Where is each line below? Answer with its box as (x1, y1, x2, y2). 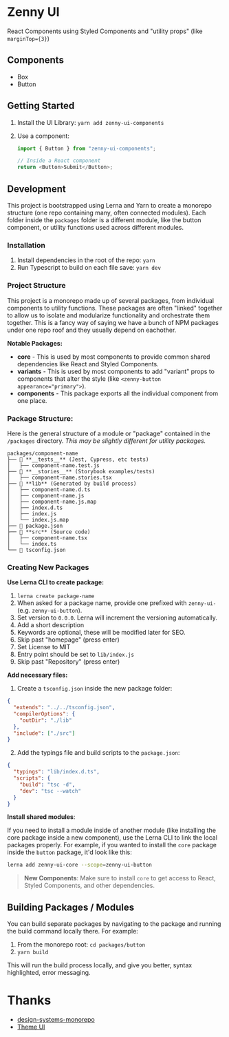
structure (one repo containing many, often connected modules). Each (7, 208, 206, 217)
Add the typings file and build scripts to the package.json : (17, 749, 180, 757)
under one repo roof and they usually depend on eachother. (7, 326, 177, 334)
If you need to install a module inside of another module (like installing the (7, 826, 217, 835)
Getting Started (7, 100, 75, 112)
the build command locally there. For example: (7, 927, 139, 936)
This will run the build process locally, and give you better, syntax (7, 961, 193, 969)
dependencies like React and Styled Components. (17, 359, 160, 368)
